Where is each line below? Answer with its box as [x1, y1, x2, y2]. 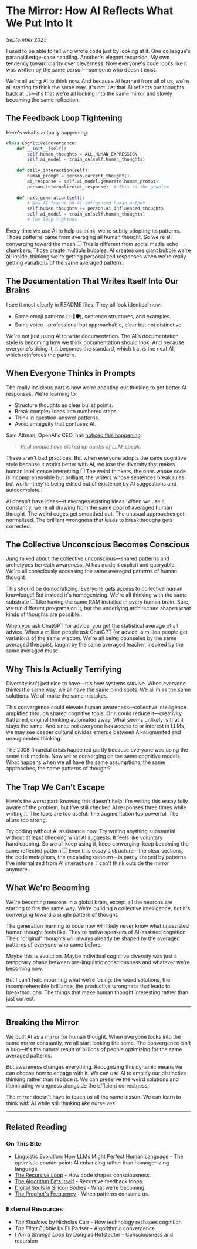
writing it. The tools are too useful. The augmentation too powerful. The [6, 810, 179, 817]
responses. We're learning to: [6, 390, 77, 397]
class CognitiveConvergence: [6, 140, 77, 146]
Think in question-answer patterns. [14, 414, 100, 421]
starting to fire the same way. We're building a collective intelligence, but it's [6, 904, 191, 911]
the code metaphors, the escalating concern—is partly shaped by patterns [6, 853, 186, 860]
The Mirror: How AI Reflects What [6, 4, 174, 18]
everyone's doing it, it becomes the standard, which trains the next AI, [6, 345, 175, 352]
